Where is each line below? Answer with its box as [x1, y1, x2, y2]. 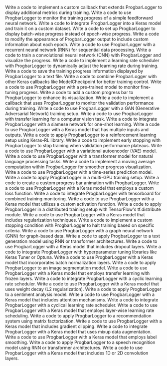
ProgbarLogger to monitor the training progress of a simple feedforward [5, 15, 153, 21]
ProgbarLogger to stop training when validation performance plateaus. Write [5, 143, 162, 148]
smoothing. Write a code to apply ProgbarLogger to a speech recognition [5, 339, 156, 345]
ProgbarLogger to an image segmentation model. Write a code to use [5, 265, 148, 271]
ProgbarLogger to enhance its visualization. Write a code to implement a [5, 95, 154, 101]
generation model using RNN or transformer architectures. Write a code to [5, 238, 158, 244]
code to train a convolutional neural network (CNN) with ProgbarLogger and [5, 52, 161, 58]
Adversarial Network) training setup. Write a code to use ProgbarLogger [5, 111, 154, 117]
